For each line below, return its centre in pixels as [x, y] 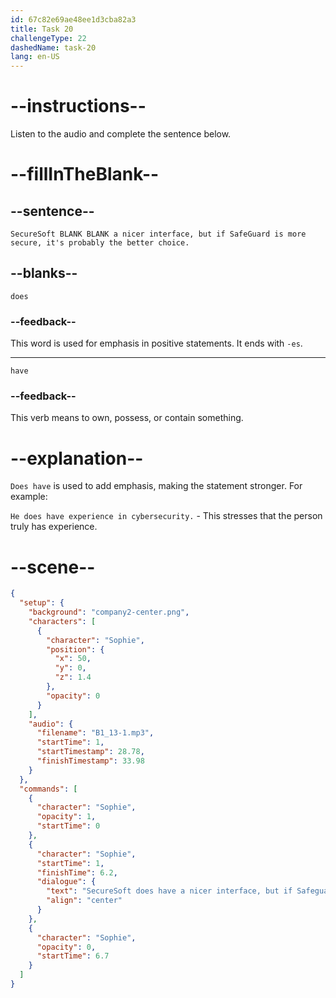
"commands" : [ [48, 789]
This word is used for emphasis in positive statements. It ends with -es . [156, 343]
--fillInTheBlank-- [85, 174]
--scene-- [53, 567]
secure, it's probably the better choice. [100, 243]
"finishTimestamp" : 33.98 [90, 761]
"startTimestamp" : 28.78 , [90, 752]
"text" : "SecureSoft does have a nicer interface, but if [169, 891]
